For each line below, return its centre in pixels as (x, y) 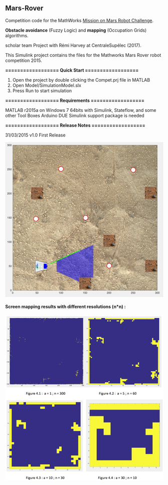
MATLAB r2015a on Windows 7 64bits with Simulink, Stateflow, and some (81, 110)
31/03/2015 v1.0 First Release (36, 135)
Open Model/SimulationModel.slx (47, 85)
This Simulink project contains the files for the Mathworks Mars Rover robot (83, 55)
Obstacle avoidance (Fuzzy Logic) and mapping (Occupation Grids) (76, 30)
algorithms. (17, 35)
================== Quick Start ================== (72, 70)
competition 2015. (24, 60)
